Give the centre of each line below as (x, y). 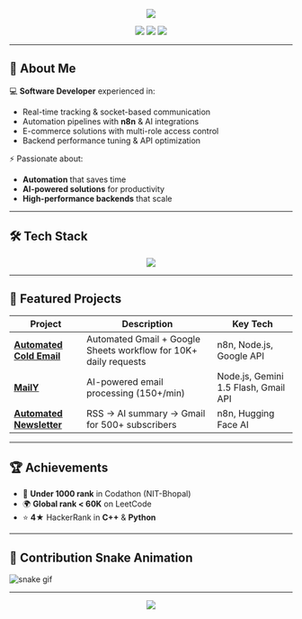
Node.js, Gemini (251, 377)
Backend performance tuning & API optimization (111, 141)
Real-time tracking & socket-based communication (116, 112)
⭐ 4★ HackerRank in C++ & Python (89, 517)
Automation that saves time (74, 179)
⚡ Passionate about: (46, 159)
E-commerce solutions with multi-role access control (120, 131)
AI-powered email (125, 382)
